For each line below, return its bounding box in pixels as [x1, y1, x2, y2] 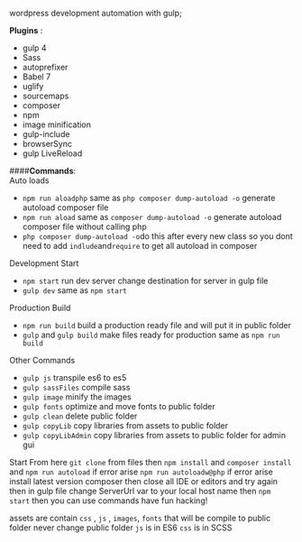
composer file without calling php [22, 221, 147, 232]
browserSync [22, 139, 72, 149]
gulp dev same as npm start [22, 285, 128, 296]
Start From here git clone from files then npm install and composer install [9, 457, 292, 467]
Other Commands [9, 355, 76, 365]
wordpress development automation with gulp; [9, 8, 182, 18]
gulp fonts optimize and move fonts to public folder [22, 401, 215, 411]
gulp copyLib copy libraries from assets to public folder [22, 420, 228, 431]
